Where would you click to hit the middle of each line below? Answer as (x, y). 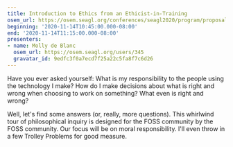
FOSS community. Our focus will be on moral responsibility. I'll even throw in (116, 128)
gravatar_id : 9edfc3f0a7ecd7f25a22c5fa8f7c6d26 (84, 59)
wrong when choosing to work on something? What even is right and (105, 93)
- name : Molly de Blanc (42, 46)
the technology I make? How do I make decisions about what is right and (111, 86)
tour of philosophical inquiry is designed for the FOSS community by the (110, 121)
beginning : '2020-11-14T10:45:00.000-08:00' (72, 26)
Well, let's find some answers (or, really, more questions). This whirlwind (111, 114)
